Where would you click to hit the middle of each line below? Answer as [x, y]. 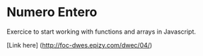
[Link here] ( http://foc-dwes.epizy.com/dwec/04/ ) [80, 45]
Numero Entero [52, 12]
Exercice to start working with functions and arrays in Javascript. [101, 31]
